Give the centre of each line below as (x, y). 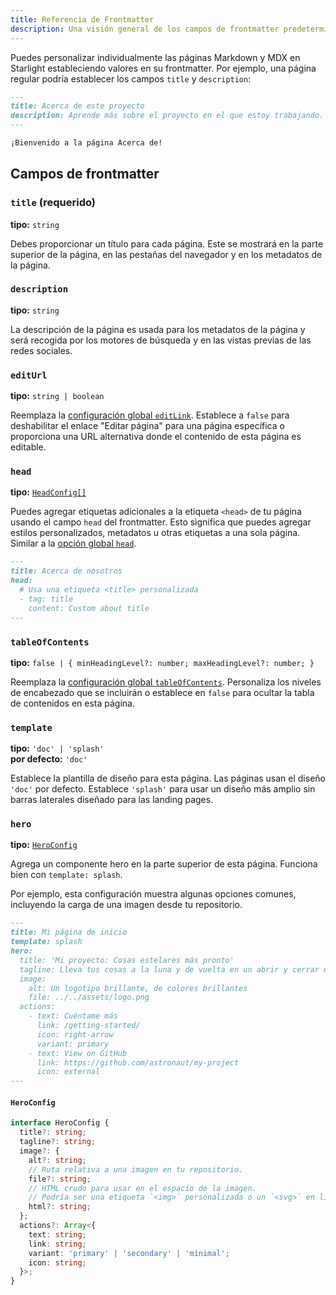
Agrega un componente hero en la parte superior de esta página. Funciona (164, 864)
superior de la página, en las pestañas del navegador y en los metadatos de (166, 254)
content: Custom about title (89, 608)
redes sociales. (41, 350)
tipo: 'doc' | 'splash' (57, 748)
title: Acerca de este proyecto (77, 106)
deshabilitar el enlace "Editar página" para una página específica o (147, 426)
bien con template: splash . (66, 875)
